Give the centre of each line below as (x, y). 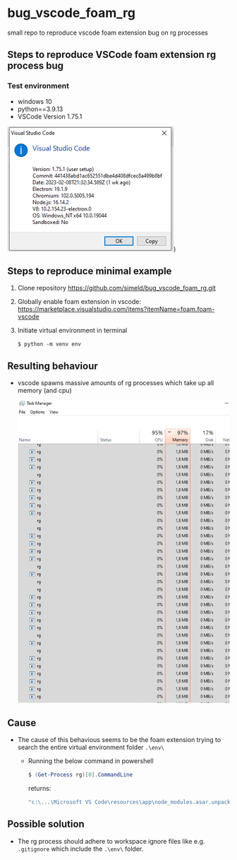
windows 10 (35, 101)
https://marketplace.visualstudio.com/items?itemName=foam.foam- (116, 310)
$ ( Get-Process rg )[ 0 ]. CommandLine (80, 774)
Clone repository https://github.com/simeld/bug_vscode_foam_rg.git (117, 288)
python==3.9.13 (40, 109)
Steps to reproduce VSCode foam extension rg (112, 55)
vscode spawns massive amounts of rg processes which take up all (116, 383)
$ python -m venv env (49, 344)
